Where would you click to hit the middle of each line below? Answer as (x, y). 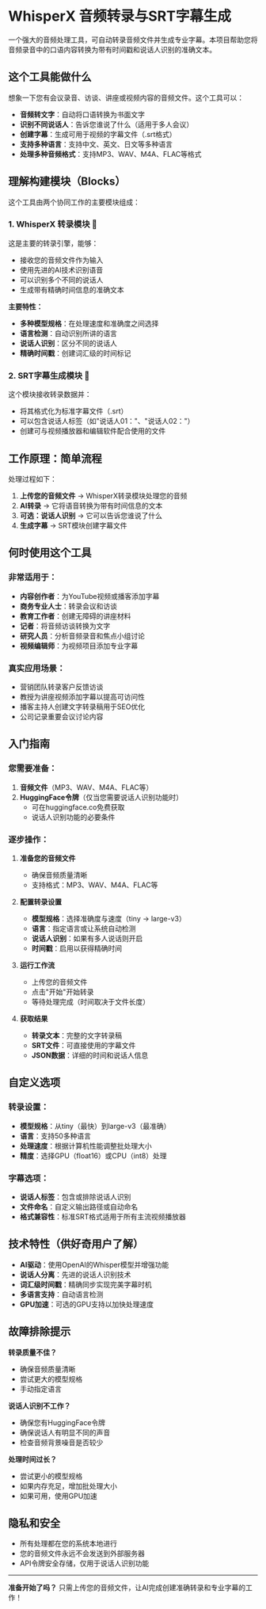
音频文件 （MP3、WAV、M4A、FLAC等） (86, 787)
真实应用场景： (37, 668)
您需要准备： (33, 768)
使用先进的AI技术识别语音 (61, 269)
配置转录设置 (40, 902)
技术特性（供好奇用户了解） (76, 1244)
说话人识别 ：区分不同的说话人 (68, 343)
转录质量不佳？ (32, 1352)
